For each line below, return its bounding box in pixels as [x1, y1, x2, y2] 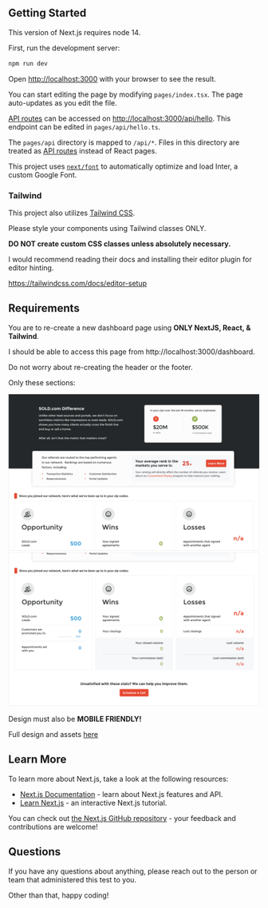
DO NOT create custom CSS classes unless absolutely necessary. [8, 239, 231, 249]
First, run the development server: [8, 43, 120, 53]
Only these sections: [8, 377, 76, 387]
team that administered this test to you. [8, 874, 137, 884]
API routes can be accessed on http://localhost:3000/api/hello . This [8, 113, 231, 123]
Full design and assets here [8, 729, 98, 739]
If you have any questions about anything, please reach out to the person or [8, 866, 258, 876]
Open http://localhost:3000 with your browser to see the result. [8, 74, 217, 83]
